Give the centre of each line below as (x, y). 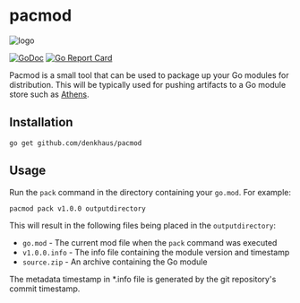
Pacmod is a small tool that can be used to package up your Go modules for (149, 75)
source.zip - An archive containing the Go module (115, 262)
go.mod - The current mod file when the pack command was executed (150, 242)
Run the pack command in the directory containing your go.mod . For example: (150, 192)
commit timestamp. (45, 289)
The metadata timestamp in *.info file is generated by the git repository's (143, 279)
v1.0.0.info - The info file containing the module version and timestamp (156, 252)
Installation (41, 122)
